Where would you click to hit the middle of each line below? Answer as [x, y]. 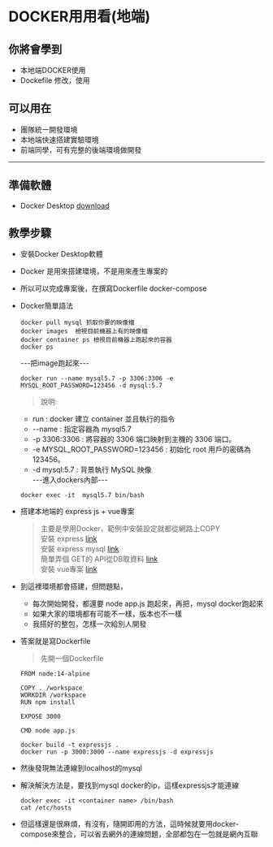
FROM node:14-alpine [55, 674]
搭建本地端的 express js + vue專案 [77, 512]
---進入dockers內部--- [70, 480]
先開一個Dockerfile [72, 659]
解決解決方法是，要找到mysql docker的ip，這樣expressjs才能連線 [130, 785]
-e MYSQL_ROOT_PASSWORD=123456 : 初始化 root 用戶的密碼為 [142, 449]
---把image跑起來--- [54, 363]
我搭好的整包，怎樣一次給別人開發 [89, 624]
